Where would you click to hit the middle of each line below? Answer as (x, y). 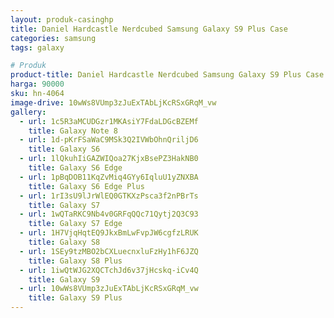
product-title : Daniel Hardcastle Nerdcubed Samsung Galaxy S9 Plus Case (167, 75)
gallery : (28, 112)
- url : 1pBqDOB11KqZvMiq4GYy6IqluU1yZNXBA (109, 177)
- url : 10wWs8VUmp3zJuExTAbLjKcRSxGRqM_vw (109, 289)
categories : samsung (53, 38)
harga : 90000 (37, 84)
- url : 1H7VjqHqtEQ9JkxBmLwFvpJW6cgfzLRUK (109, 233)
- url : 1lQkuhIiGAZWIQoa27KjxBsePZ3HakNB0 (109, 159)
